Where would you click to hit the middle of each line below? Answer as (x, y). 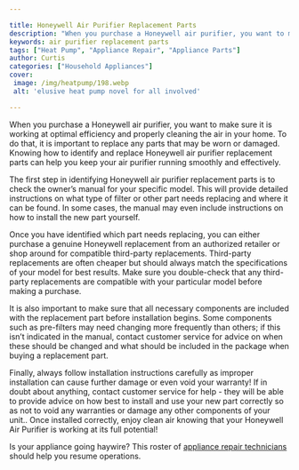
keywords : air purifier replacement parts (89, 42)
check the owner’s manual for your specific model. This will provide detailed (149, 188)
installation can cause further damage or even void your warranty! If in (138, 382)
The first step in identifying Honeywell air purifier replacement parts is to (142, 179)
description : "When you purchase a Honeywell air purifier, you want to (147, 33)
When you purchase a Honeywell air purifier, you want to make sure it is (141, 124)
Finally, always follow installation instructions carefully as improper (131, 372)
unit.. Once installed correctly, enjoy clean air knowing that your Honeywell (146, 419)
